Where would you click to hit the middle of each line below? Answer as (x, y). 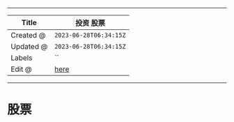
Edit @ (22, 69)
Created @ (28, 35)
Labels (22, 58)
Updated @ (29, 46)
